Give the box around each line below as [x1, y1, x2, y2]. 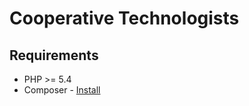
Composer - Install [23, 84, 101, 96]
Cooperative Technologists [9, 7, 240, 30]
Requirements [9, 47, 99, 64]
